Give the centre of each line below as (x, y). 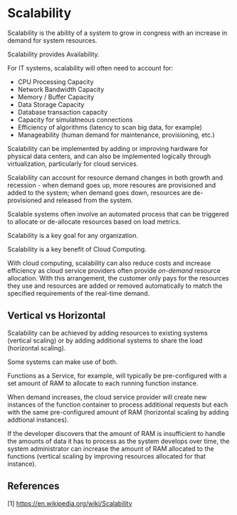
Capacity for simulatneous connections (75, 120)
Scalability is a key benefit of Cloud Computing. (77, 249)
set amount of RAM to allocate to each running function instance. (103, 383)
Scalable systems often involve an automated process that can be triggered (118, 214)
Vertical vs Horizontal (57, 316)
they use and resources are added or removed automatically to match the (115, 286)
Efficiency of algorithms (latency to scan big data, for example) (110, 127)
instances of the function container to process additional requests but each (118, 405)
